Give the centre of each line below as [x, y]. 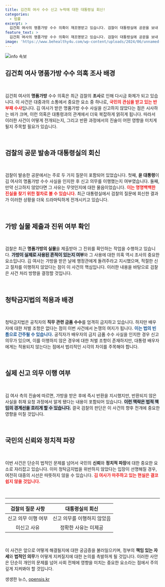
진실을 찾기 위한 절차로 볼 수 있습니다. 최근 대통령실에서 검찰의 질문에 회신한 [77, 194]
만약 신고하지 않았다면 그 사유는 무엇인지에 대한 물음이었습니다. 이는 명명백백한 [80, 187]
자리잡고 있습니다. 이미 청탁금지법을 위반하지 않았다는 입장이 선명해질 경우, [85, 469]
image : [12, 42]
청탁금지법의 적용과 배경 [39, 300]
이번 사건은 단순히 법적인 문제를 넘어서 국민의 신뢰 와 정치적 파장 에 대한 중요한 [79, 463]
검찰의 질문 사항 [28, 509]
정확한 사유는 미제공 [82, 527]
